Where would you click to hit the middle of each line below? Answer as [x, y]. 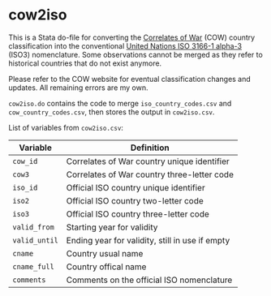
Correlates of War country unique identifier [148, 161]
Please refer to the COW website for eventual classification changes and [130, 79]
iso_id [25, 187]
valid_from [33, 227]
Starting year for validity [112, 227]
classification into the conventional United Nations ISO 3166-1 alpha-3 [125, 45]
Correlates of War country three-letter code [150, 174]
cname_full [33, 266]
